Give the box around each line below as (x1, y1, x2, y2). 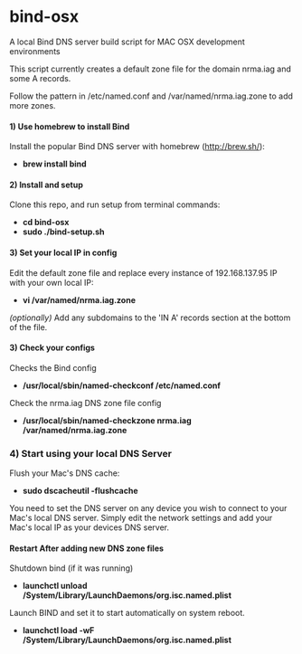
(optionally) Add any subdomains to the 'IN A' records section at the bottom (9, 312, 291, 323)
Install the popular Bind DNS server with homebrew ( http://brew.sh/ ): (9, 141, 265, 152)
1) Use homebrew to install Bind (9, 120, 130, 132)
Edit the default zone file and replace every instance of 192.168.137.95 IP (9, 267, 278, 278)
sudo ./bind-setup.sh (22, 226, 105, 237)
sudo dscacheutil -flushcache (22, 486, 138, 497)
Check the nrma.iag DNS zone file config (9, 397, 162, 408)
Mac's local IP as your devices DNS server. (9, 522, 170, 533)
